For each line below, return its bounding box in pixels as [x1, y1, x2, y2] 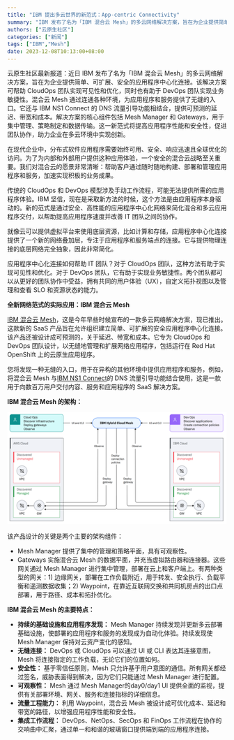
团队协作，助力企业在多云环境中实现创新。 [7, 130, 130, 138]
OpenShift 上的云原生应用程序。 [7, 350, 99, 358]
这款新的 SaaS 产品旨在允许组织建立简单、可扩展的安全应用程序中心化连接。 [7, 324, 227, 332]
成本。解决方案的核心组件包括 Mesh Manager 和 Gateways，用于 [37, 113, 224, 121]
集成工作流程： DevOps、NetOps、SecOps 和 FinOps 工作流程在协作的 [17, 716, 222, 725]
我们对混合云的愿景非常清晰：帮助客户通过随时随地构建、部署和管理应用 [19, 163, 227, 171]
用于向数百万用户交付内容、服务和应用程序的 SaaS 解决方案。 [7, 383, 185, 391]
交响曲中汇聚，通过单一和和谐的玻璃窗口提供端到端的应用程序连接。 [17, 725, 213, 733]
